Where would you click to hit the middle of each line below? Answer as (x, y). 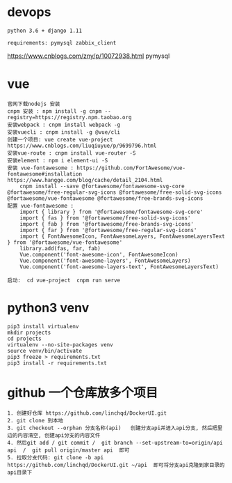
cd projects (24, 339)
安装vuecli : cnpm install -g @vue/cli (64, 132)
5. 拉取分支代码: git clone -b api (56, 457)
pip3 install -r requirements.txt (57, 363)
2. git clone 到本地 (35, 420)
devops (29, 12)
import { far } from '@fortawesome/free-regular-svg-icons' (108, 230)
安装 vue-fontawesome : (41, 168)
